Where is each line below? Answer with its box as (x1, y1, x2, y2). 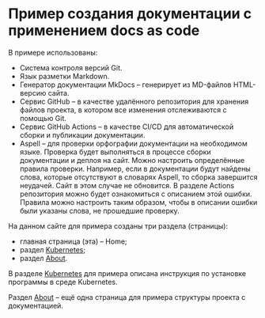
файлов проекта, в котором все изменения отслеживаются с (19, 104, 227, 115)
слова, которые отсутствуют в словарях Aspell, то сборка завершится (19, 172, 258, 182)
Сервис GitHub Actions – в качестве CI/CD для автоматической (19, 122, 234, 131)
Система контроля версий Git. (19, 62, 123, 72)
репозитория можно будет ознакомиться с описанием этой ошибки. (19, 189, 252, 199)
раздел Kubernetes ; (19, 244, 85, 254)
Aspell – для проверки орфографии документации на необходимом (19, 138, 248, 148)
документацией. (8, 301, 63, 310)
